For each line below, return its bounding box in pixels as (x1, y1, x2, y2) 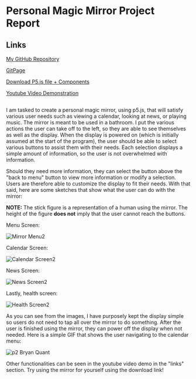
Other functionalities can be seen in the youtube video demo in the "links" (6, 360, 184, 367)
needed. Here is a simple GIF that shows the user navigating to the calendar (6, 331, 189, 339)
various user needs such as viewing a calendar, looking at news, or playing (6, 113, 187, 120)
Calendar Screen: (6, 245, 49, 252)
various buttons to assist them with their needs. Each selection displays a (6, 144, 183, 151)
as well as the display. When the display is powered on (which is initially (6, 131, 179, 138)
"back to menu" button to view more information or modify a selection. (6, 174, 177, 181)
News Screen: (6, 267, 40, 274)
